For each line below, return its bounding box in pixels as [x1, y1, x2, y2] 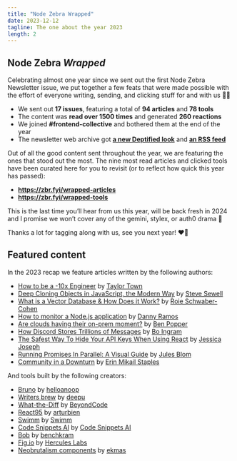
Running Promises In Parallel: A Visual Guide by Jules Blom [17, 350, 191, 358]
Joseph [17, 342, 41, 350]
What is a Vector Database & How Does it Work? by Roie [17, 297, 183, 305]
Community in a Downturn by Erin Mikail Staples [17, 358, 160, 366]
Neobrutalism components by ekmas [17, 445, 126, 454]
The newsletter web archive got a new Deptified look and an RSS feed [17, 135, 226, 143]
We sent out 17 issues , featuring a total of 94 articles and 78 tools [17, 105, 214, 113]
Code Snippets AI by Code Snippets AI [17, 422, 131, 432]
